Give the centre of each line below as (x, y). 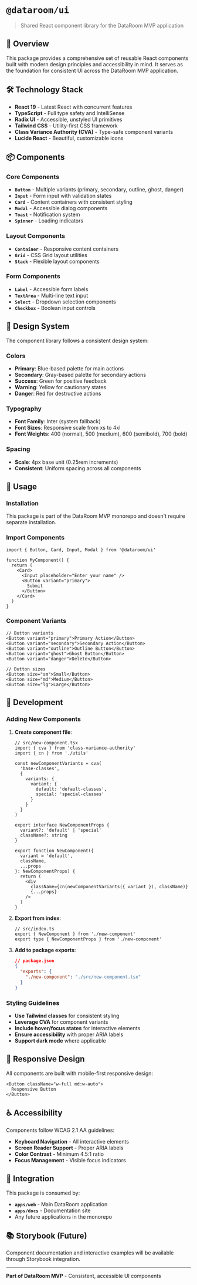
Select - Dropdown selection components (65, 302)
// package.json (34, 961)
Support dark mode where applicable (60, 1041)
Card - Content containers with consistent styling (74, 202)
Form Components (33, 276)
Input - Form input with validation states (63, 196)
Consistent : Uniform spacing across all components (78, 468)
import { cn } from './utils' (52, 753)
